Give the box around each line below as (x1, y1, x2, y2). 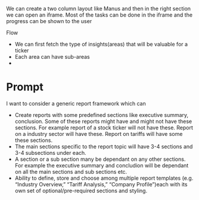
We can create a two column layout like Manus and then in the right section (6, 5, 191, 12)
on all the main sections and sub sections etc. (14, 168, 128, 175)
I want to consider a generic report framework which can (6, 100, 146, 107)
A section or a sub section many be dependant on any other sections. (14, 155, 186, 163)
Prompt (6, 80, 43, 94)
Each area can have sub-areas (14, 53, 91, 60)
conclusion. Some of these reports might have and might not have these (14, 118, 192, 125)
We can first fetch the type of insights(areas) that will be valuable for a (14, 41, 188, 47)
